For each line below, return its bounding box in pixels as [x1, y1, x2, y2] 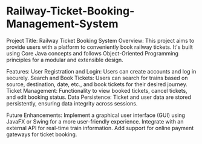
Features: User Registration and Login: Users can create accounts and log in [6, 67, 197, 75]
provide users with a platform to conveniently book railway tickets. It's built [6, 43, 193, 51]
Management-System [6, 17, 119, 31]
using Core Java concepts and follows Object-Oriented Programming [6, 49, 179, 57]
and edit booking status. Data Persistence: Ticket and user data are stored [6, 93, 192, 101]
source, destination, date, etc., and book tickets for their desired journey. [6, 80, 187, 88]
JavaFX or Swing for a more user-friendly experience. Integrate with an [6, 117, 184, 125]
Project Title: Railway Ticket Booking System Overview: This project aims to [6, 37, 195, 44]
